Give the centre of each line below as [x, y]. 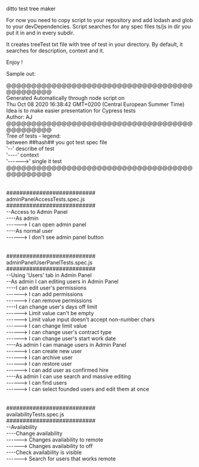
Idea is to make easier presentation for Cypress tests [71, 110]
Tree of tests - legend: [34, 136]
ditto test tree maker [31, 9]
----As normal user [29, 231]
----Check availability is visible [44, 452]
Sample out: [21, 74]
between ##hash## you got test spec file [57, 142]
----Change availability [34, 433]
